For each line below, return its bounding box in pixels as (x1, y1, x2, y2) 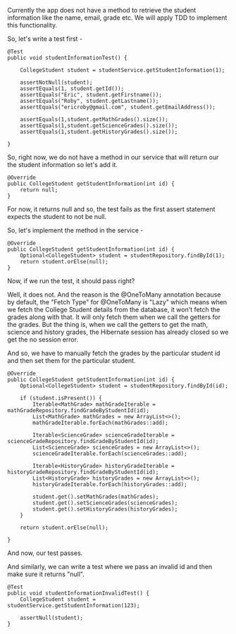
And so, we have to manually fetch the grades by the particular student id (7, 349, 221, 357)
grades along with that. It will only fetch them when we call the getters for (7, 313, 221, 321)
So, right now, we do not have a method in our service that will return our (7, 153, 219, 161)
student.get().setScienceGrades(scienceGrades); (32, 499, 178, 506)
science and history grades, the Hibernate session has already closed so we (7, 328, 229, 336)
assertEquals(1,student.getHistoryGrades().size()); (20, 128, 178, 135)
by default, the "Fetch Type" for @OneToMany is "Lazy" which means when (7, 298, 228, 306)
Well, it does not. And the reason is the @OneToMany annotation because (7, 290, 221, 299)
